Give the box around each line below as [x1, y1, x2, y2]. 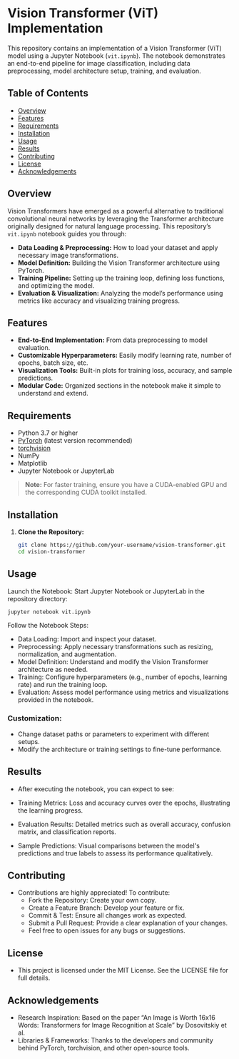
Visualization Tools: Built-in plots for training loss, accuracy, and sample [17, 366, 233, 375]
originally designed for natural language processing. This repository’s [7, 221, 212, 230]
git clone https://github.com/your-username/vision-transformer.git [17, 541, 226, 548]
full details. [17, 973, 51, 983]
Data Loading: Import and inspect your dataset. [17, 635, 157, 643]
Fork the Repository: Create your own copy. [28, 896, 157, 905]
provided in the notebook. [17, 696, 94, 704]
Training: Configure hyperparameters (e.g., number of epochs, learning [17, 673, 228, 681]
